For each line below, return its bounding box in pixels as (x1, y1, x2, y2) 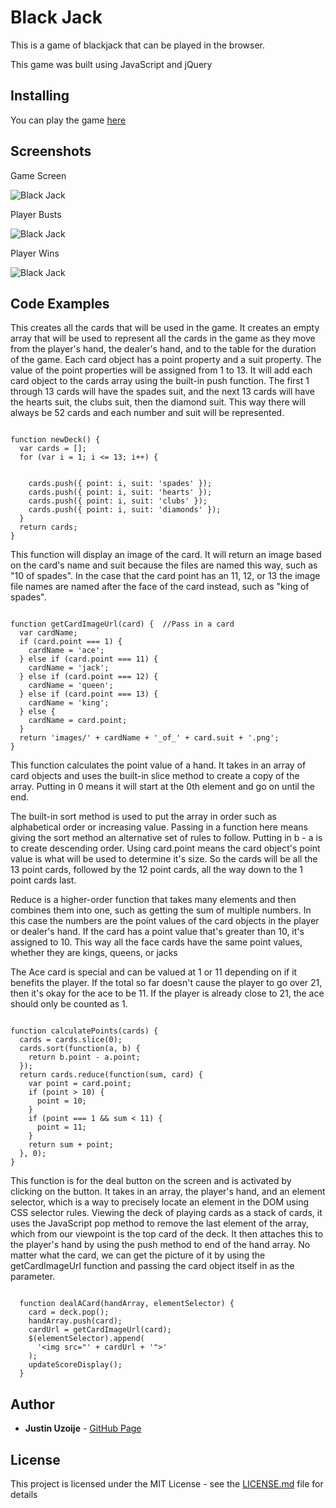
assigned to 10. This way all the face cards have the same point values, (10, 936, 303, 948)
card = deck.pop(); (28, 1307, 110, 1318)
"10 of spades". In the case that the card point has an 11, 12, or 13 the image (10, 570, 321, 582)
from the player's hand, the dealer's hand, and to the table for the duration (10, 343, 317, 355)
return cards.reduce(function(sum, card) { (19, 1070, 203, 1080)
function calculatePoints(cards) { (10, 1026, 159, 1036)
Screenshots (10, 143, 92, 160)
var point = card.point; (28, 1079, 132, 1089)
